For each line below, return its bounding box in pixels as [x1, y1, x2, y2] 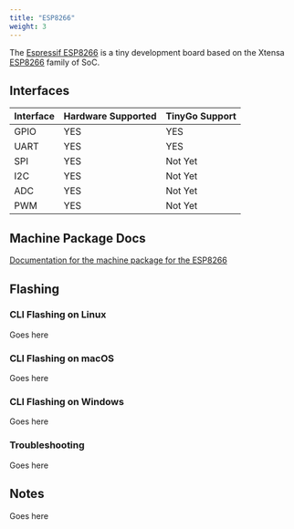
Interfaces [9, 83, 70, 99]
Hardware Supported [63, 110, 157, 123]
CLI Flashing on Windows [9, 396, 125, 409]
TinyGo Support [165, 110, 237, 123]
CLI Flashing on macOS [9, 352, 114, 365]
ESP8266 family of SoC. [9, 57, 100, 67]
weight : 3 [9, 22, 47, 31]
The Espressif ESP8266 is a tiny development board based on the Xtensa [9, 47, 285, 57]
